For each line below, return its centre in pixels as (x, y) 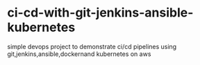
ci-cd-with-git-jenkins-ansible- (100, 13)
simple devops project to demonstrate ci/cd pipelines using (92, 46)
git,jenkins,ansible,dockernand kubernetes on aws (79, 54)
